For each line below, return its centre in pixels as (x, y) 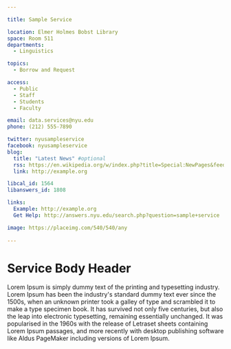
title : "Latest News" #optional (60, 158)
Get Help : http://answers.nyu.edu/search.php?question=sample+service (117, 215)
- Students (29, 102)
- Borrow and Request (44, 70)
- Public (26, 89)
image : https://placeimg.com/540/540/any (67, 228)
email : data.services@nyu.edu (51, 120)
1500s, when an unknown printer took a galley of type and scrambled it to (111, 302)
